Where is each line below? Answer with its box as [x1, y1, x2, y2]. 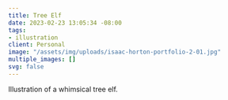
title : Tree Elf [8, 11, 62, 20]
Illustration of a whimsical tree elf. [8, 84, 119, 94]
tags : [8, 26, 26, 34]
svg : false [8, 63, 44, 71]
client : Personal [8, 41, 66, 49]
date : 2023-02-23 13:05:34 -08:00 [8, 19, 123, 27]
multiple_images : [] [8, 56, 77, 64]
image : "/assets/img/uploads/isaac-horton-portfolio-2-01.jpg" [8, 48, 222, 56]
